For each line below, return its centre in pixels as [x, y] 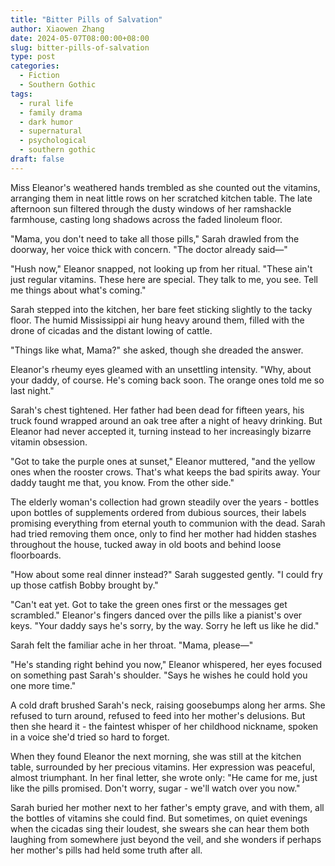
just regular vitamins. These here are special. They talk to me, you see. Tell [164, 279]
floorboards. [36, 555]
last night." [32, 390]
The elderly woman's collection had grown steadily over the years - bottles [165, 502]
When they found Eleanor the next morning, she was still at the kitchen [156, 756]
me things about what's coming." [78, 290]
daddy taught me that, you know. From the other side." [122, 482]
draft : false [37, 159]
